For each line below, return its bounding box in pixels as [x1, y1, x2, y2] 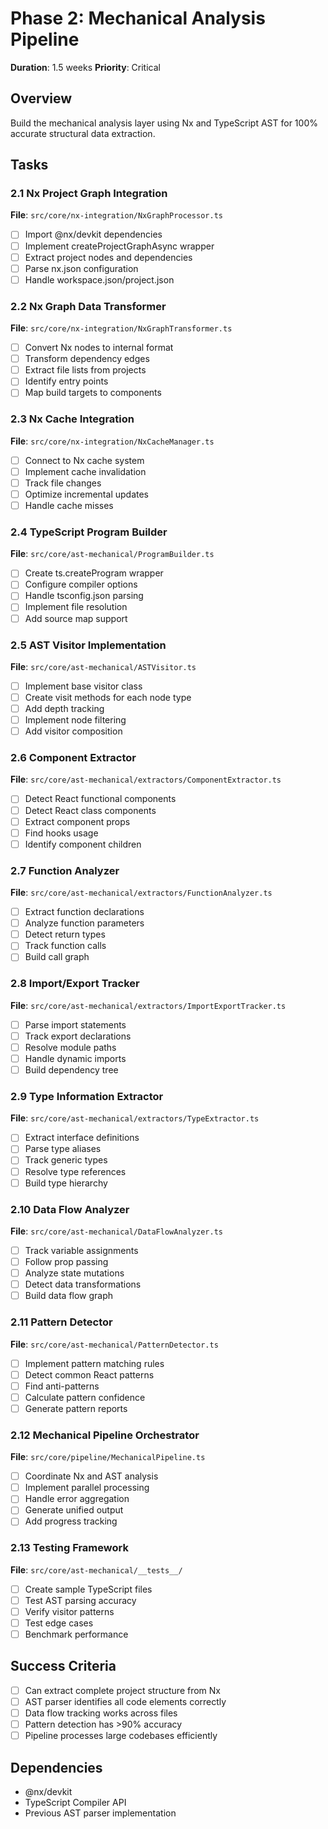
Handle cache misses [24, 499, 114, 511]
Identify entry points [24, 375, 109, 387]
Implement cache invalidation [24, 465, 147, 477]
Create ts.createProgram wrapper [24, 567, 164, 579]
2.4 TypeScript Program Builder [10, 525, 168, 539]
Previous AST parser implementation [24, 1807, 177, 1819]
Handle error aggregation [24, 1493, 130, 1505]
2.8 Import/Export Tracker [10, 977, 140, 991]
